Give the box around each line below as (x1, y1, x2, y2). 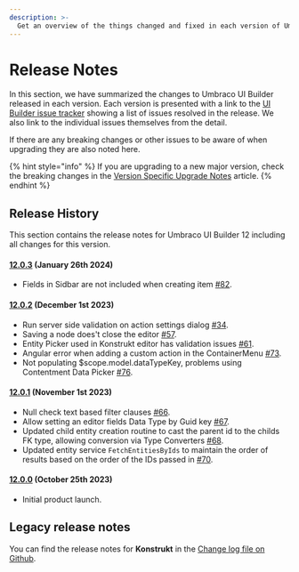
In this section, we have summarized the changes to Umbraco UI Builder (9, 89, 274, 100)
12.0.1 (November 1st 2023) (9, 387, 113, 398)
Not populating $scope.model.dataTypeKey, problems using (21, 357, 242, 367)
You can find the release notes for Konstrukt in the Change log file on (9, 544, 265, 554)
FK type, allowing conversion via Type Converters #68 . (21, 435, 224, 446)
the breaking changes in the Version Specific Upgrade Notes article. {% (9, 171, 272, 181)
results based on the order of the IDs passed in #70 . (21, 454, 214, 464)
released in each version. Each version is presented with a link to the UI (9, 99, 271, 109)
